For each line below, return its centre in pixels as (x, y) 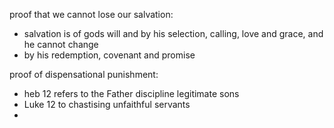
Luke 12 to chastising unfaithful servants (107, 104)
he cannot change (61, 44)
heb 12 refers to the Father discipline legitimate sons (131, 93)
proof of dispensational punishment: (84, 74)
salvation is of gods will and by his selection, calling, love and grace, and (173, 33)
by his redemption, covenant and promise (109, 55)
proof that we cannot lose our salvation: (91, 14)
